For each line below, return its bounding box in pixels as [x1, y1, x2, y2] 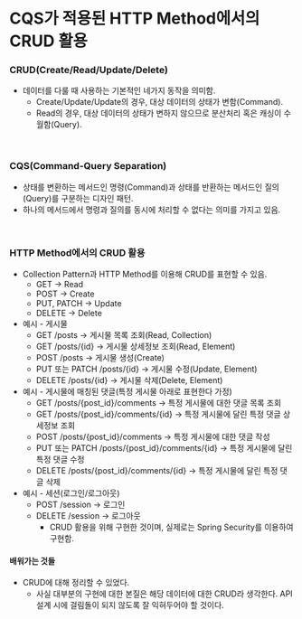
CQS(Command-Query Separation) [9, 160, 167, 173]
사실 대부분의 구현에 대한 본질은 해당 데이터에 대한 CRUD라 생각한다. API [35, 588, 293, 599]
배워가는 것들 [9, 555, 56, 566]
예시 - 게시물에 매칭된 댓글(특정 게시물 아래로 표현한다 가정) [22, 386, 232, 398]
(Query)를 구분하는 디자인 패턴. [22, 192, 134, 203]
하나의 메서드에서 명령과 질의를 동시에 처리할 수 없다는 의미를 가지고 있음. [22, 204, 281, 215]
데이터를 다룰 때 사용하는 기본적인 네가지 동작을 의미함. [22, 85, 216, 96]
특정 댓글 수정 [35, 454, 85, 465]
